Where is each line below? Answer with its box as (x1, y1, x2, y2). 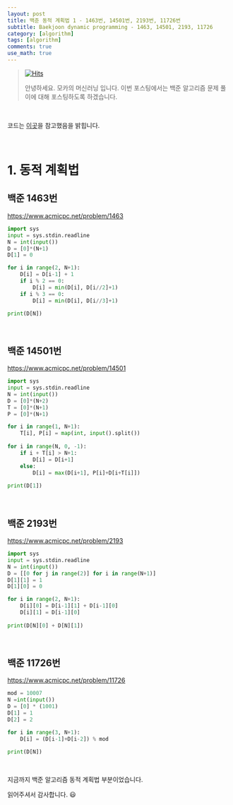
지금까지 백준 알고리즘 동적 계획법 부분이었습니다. (7, 775, 143, 784)
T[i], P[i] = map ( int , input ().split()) (20, 430, 141, 437)
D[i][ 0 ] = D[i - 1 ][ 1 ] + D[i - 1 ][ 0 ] (20, 602, 119, 609)
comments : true (7, 43, 52, 50)
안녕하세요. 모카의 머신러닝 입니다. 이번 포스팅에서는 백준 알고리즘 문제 (24, 83, 219, 92)
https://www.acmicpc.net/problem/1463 (7, 211, 124, 220)
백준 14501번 (7, 345, 62, 357)
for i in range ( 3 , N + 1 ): (7, 729, 80, 736)
